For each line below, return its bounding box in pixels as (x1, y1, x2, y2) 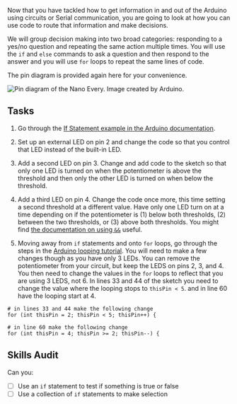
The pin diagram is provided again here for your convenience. (7, 71, 187, 79)
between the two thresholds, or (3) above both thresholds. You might (17, 217, 219, 226)
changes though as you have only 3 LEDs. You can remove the (17, 254, 200, 262)
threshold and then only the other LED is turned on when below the (17, 173, 214, 183)
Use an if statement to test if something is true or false (17, 381, 179, 390)
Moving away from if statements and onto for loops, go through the (17, 238, 218, 247)
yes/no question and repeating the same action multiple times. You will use (7, 42, 226, 50)
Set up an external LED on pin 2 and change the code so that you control (17, 137, 230, 146)
